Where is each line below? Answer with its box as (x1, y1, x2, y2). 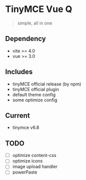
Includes (5, 67, 33, 76)
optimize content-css (12, 152, 56, 158)
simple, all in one (17, 20, 52, 26)
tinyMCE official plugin (12, 86, 59, 92)
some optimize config (12, 96, 57, 103)
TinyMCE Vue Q (5, 3, 72, 15)
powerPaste (12, 169, 37, 175)
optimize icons (12, 158, 43, 164)
